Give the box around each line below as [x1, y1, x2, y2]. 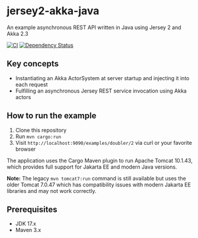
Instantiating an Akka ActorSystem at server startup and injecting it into [15, 74, 190, 81]
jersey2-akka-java [7, 4, 100, 18]
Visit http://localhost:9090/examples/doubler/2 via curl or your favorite [15, 139, 192, 146]
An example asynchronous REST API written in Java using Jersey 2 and [7, 24, 181, 31]
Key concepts [7, 59, 59, 69]
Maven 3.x [15, 227, 41, 234]
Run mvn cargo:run [15, 132, 62, 140]
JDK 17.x [15, 220, 36, 227]
